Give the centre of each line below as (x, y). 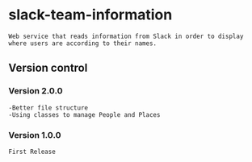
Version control (48, 68)
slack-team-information (90, 15)
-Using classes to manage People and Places (84, 114)
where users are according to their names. (83, 43)
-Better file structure (48, 108)
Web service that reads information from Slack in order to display (126, 36)
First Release (32, 152)
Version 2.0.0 (36, 91)
